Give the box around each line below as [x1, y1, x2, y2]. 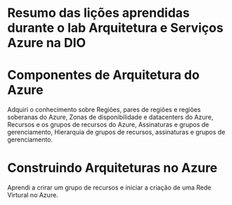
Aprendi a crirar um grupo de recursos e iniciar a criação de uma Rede [7, 183, 212, 192]
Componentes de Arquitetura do [7, 67, 200, 83]
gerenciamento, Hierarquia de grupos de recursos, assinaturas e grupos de [7, 128, 226, 137]
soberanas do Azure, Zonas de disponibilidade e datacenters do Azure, [7, 113, 214, 121]
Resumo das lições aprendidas [7, 5, 190, 21]
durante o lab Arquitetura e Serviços [7, 20, 224, 36]
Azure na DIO [7, 35, 86, 51]
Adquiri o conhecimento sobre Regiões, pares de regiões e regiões [7, 106, 201, 114]
